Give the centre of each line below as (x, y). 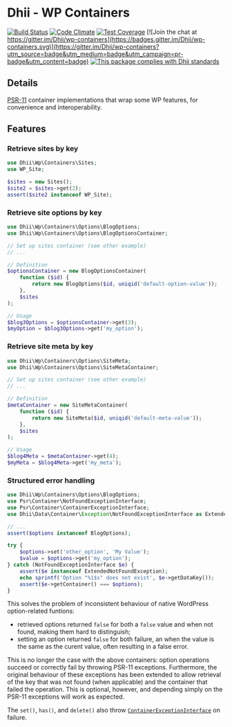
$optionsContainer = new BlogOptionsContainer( (77, 271)
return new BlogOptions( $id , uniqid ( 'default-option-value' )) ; (125, 284)
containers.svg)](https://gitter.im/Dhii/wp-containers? (83, 46)
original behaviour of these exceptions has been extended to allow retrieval (114, 675)
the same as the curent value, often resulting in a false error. (103, 647)
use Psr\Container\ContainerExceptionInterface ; (78, 508)
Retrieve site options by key (55, 213)
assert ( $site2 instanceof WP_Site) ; (60, 195)
